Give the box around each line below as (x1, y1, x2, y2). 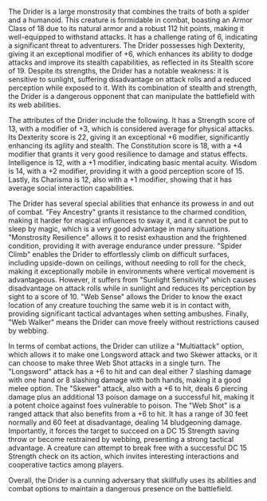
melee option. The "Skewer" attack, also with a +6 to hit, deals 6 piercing (8, 384, 249, 393)
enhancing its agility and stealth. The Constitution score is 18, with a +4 (8, 141, 243, 150)
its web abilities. (8, 100, 61, 109)
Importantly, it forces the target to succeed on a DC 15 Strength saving (8, 426, 240, 436)
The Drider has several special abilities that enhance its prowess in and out (8, 199, 254, 208)
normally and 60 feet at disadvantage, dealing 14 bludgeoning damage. (8, 418, 242, 427)
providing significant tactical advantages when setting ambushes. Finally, (8, 309, 249, 318)
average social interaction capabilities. (8, 183, 135, 192)
